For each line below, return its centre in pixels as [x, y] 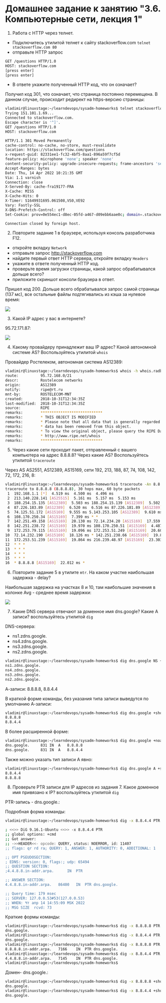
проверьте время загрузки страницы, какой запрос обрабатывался [84, 269]
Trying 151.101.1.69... [30, 113]
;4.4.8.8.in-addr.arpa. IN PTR [44, 871]
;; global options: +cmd [31, 835]
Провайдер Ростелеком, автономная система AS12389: [64, 362]
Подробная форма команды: [35, 812]
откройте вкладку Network [40, 248]
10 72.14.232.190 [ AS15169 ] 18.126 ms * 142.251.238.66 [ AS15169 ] [77, 535]
